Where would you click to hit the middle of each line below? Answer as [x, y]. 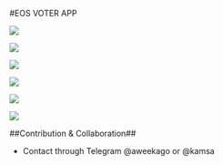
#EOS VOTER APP [43, 13]
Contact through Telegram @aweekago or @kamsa [119, 151]
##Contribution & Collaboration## [73, 133]
